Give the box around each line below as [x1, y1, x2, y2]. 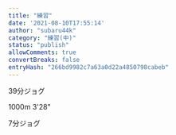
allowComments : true [8, 48, 77, 56]
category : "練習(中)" [8, 33, 76, 42]
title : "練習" [8, 11, 53, 20]
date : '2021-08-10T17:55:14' [8, 19, 105, 27]
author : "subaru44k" [8, 26, 77, 34]
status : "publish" [8, 41, 69, 49]
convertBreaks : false [8, 56, 80, 64]
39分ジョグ [8, 86, 45, 95]
